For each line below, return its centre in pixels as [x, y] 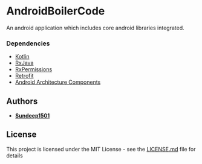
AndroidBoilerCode [56, 11]
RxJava [24, 63]
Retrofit [24, 76]
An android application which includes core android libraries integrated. [95, 28]
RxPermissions [34, 69]
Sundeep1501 [32, 116]
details [15, 156]
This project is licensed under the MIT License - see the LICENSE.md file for [101, 149]
